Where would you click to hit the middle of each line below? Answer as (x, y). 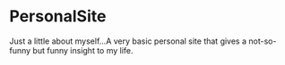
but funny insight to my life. (83, 50)
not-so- (262, 41)
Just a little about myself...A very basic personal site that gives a (128, 41)
